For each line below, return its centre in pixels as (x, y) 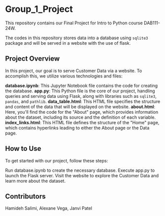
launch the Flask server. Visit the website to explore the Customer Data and (82, 175)
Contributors (26, 196)
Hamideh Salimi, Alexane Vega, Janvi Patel (49, 208)
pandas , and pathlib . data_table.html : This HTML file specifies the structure (83, 101)
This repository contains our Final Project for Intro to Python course (74, 23)
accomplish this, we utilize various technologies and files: (64, 76)
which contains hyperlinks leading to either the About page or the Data (77, 128)
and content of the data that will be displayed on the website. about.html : (80, 107)
